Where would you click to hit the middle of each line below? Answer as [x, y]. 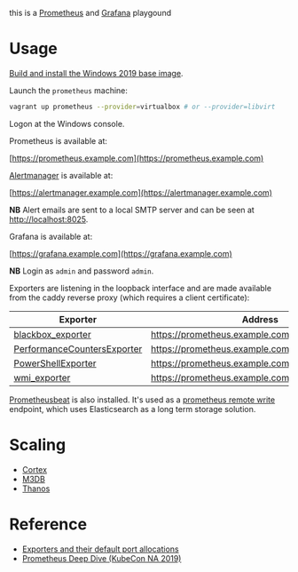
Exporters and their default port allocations [100, 549]
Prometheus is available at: [59, 140]
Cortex [34, 469]
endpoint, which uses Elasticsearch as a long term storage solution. [133, 409]
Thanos [36, 489]
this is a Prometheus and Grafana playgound [90, 13]
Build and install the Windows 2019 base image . [96, 73]
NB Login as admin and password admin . [82, 271]
